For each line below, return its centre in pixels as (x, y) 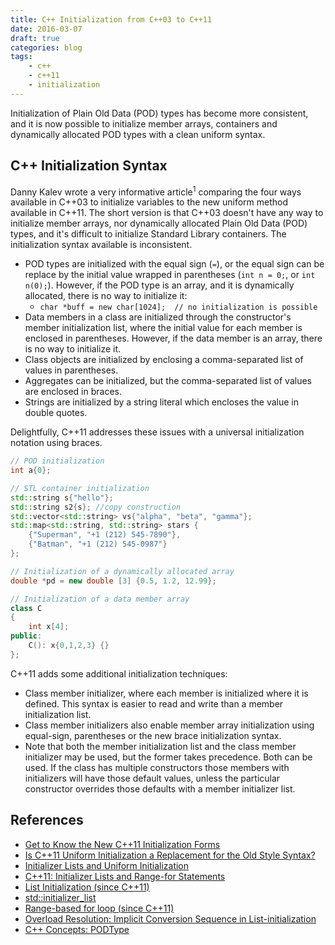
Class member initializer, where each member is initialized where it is (166, 693)
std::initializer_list (60, 897)
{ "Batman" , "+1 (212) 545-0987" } (98, 544)
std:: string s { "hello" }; (62, 497)
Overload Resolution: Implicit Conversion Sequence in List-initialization (170, 918)
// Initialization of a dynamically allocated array (122, 571)
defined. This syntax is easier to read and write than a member (154, 703)
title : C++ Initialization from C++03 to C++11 (111, 19)
